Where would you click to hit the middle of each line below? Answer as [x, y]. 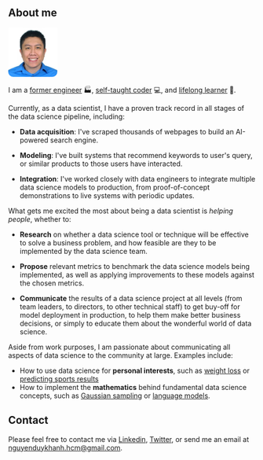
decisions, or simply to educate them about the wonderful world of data [135, 323]
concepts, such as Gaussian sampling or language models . [115, 396]
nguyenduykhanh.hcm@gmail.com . [66, 447]
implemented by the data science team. [83, 251]
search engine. [74, 140]
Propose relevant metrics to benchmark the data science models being [134, 266]
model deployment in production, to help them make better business [130, 315]
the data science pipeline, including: [67, 116]
